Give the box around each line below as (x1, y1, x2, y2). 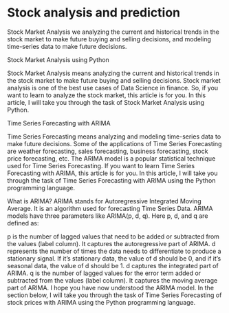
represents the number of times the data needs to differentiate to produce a (7, 247, 221, 255)
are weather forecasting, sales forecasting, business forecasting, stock (7, 147, 208, 155)
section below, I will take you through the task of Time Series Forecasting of (7, 291, 222, 299)
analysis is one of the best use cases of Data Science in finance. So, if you (7, 83, 219, 92)
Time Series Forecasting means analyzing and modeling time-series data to (7, 132, 221, 141)
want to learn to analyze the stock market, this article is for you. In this (7, 91, 206, 99)
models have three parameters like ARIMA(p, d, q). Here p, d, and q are (7, 212, 208, 220)
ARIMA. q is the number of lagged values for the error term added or (7, 269, 201, 277)
